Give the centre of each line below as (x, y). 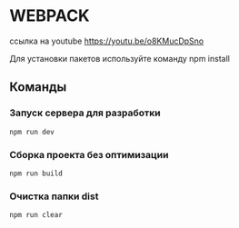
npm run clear (36, 215)
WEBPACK (50, 16)
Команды (38, 87)
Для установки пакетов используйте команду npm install (119, 58)
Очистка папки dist (54, 196)
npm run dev (32, 132)
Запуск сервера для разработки (85, 113)
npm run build (36, 173)
